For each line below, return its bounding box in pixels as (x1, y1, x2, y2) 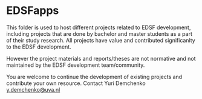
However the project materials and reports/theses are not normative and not (6, 55, 196, 62)
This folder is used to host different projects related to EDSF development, (6, 24, 191, 31)
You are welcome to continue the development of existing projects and (6, 73, 183, 80)
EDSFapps (6, 4, 59, 18)
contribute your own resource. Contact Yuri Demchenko (6, 80, 146, 87)
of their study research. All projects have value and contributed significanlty (6, 36, 195, 44)
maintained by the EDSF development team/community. (6, 61, 145, 69)
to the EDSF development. (6, 43, 71, 50)
